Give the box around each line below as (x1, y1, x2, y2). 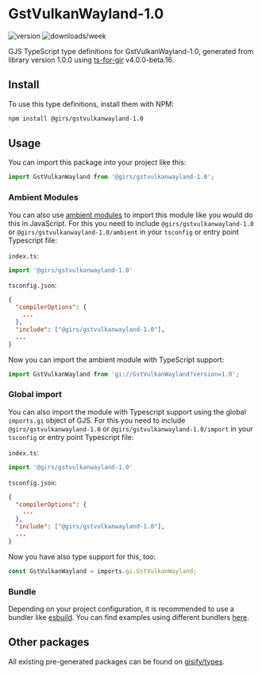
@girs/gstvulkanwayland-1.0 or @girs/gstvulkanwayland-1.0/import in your (8, 423, 254, 434)
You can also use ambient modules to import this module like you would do (8, 210, 253, 220)
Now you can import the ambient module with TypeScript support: (8, 355, 225, 364)
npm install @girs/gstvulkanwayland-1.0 (8, 115, 144, 123)
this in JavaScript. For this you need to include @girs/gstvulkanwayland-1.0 (8, 218, 254, 228)
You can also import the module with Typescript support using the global (8, 407, 246, 416)
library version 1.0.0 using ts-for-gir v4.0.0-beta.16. (8, 55, 175, 64)
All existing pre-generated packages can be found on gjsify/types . (8, 656, 225, 666)
